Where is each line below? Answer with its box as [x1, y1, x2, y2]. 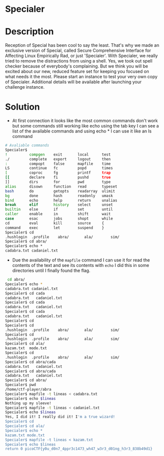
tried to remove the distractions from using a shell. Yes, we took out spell [5, 58, 153, 64]
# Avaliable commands [5, 143, 50, 148]
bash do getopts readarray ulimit [5, 189, 115, 194]
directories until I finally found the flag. [12, 267, 91, 274]
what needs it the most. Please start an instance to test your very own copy [5, 74, 158, 80]
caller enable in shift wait [5, 212, 111, 217]
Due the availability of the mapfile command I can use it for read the [12, 257, 150, 263]
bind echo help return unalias [5, 198, 118, 203]
